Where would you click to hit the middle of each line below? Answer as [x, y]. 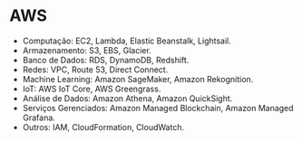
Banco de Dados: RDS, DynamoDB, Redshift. [106, 60]
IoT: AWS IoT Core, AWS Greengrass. [92, 89]
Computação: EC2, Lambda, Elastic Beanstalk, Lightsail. [127, 41]
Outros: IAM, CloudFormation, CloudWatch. [103, 127]
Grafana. [39, 117]
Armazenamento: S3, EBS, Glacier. [87, 50]
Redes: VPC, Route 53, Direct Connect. [95, 70]
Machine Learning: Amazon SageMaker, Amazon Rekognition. [138, 79]
